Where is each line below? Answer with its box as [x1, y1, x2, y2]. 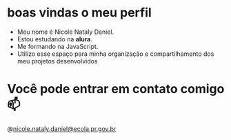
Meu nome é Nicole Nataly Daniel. [17, 28, 114, 36]
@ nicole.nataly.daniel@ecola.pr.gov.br [7, 124, 117, 132]
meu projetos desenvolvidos [17, 57, 98, 65]
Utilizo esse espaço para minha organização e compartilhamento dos [17, 50, 214, 58]
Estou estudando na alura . [17, 34, 93, 43]
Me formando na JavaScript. [17, 42, 99, 50]
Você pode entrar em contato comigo [7, 81, 225, 97]
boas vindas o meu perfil [7, 5, 152, 21]
